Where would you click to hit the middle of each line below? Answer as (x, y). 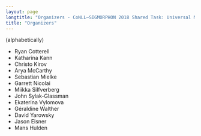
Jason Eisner (30, 122)
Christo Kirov (31, 64)
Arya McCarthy (33, 71)
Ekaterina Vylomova (39, 102)
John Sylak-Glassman (41, 96)
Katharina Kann (33, 58)
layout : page (22, 12)
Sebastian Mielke (36, 77)
